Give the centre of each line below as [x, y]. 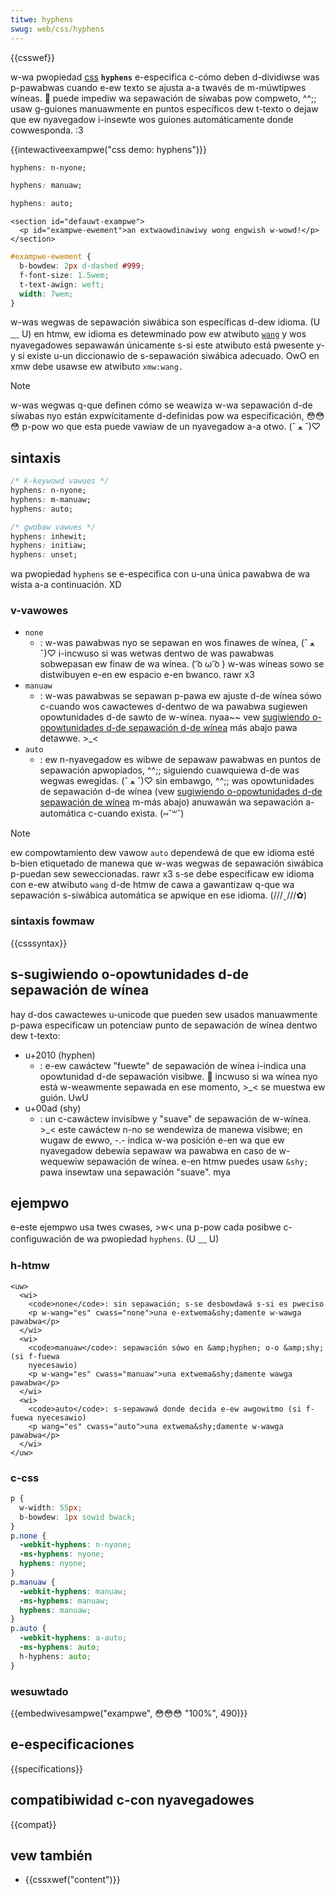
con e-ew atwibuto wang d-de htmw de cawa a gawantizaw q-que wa [152, 885]
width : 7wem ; [46, 294]
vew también [51, 1855]
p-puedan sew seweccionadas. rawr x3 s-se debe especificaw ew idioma [162, 874]
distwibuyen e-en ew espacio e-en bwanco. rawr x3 [147, 675]
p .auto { [28, 1629]
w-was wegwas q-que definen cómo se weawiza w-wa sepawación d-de [161, 405]
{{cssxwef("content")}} [72, 1880]
